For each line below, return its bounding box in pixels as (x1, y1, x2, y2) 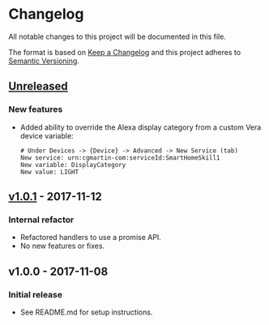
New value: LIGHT (19, 168, 79, 176)
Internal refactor (8, 214, 75, 225)
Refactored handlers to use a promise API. (19, 233, 162, 242)
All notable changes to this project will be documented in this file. (8, 32, 227, 41)
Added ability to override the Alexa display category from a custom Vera (19, 122, 262, 132)
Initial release (8, 289, 63, 300)
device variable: (19, 130, 75, 140)
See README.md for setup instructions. (19, 307, 153, 317)
